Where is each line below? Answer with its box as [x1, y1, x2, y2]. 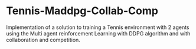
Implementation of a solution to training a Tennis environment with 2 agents [6, 24, 190, 31]
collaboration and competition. [6, 36, 81, 43]
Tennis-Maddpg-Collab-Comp [6, 4, 158, 18]
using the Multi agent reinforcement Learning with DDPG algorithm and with [6, 30, 191, 37]
